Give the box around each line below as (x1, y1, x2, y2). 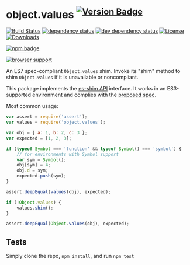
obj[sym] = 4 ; (16, 162, 51, 168)
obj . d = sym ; (16, 168, 49, 173)
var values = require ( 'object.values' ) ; (6, 120, 106, 125)
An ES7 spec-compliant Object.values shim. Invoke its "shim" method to (6, 68, 181, 75)
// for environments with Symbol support (16, 151, 119, 157)
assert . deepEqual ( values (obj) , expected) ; (6, 189, 111, 195)
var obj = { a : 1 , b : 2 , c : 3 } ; (6, 130, 88, 136)
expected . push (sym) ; (16, 173, 67, 179)
